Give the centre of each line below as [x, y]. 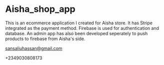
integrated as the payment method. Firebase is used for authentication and [82, 28]
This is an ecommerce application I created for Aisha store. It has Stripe [79, 23]
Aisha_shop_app [40, 9]
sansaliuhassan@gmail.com [34, 48]
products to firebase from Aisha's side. [45, 39]
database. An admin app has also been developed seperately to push [76, 33]
